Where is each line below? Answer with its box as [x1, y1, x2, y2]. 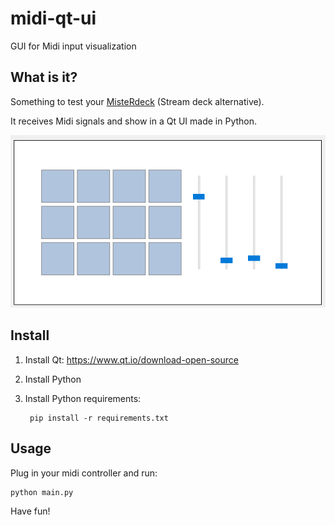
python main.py [10, 487, 74, 497]
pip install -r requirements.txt [29, 413, 169, 423]
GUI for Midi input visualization [10, 40, 137, 52]
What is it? [10, 69, 78, 86]
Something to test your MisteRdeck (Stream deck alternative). [10, 95, 265, 107]
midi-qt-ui [10, 7, 97, 30]
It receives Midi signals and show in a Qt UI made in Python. [10, 115, 258, 127]
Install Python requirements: [24, 392, 142, 404]
